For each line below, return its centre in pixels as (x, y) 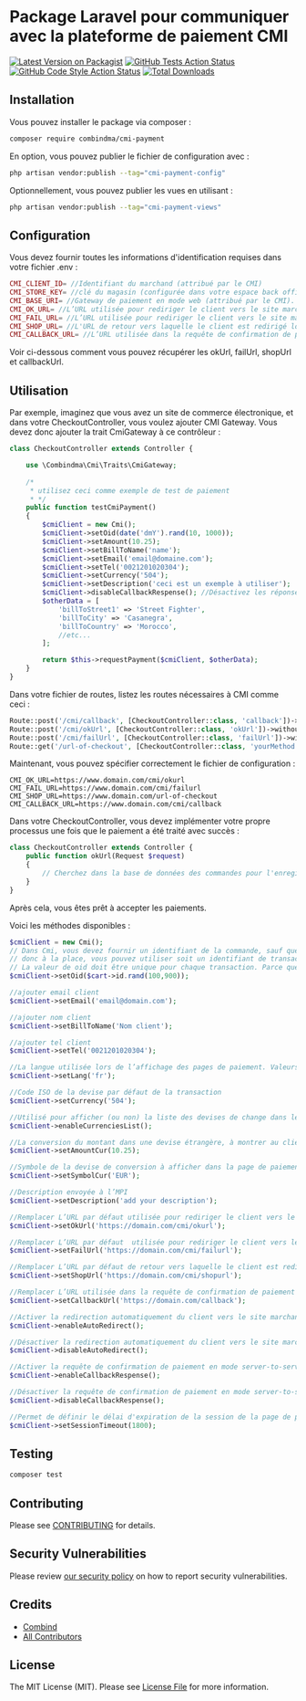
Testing (31, 1454)
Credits (31, 1605)
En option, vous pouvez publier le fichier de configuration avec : (129, 156)
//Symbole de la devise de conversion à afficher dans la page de (138, 1167)
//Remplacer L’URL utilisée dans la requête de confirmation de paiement (153, 1292)
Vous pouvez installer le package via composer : (100, 121)
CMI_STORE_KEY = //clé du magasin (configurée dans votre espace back (144, 293)
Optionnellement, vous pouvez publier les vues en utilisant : (122, 190)
